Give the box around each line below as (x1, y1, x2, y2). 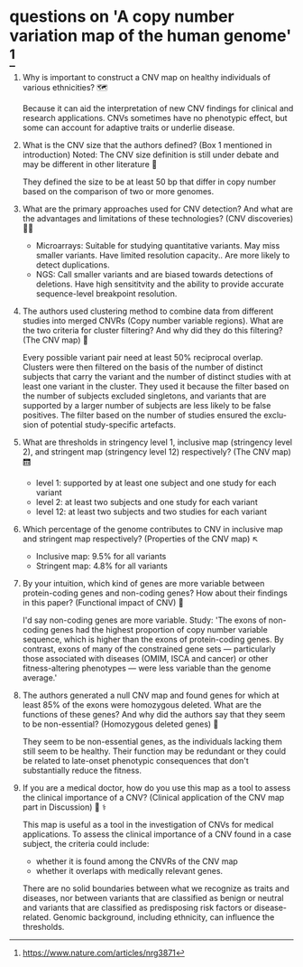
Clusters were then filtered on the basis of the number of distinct (22, 361, 263, 372)
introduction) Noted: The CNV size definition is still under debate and (22, 149, 280, 160)
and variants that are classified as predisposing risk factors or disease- (22, 902, 287, 913)
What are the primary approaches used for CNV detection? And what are (22, 203, 293, 214)
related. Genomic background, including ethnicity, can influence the (22, 911, 275, 923)
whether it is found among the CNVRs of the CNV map (35, 856, 239, 867)
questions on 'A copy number (9, 6, 234, 27)
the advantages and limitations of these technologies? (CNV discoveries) (22, 212, 294, 223)
